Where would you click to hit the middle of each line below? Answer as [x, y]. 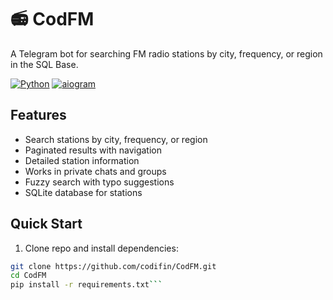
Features [38, 115]
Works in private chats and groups [95, 171]
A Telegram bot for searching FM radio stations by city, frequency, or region [166, 53]
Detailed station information [82, 160]
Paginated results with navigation [93, 150]
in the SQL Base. [44, 64]
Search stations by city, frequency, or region [116, 139]
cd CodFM [28, 276]
